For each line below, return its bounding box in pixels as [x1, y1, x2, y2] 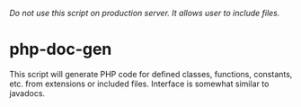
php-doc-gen [9, 40, 112, 59]
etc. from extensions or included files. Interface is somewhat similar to [9, 78, 270, 89]
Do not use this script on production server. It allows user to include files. [9, 8, 280, 18]
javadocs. [9, 87, 46, 98]
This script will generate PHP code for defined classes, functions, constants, [9, 68, 293, 79]
